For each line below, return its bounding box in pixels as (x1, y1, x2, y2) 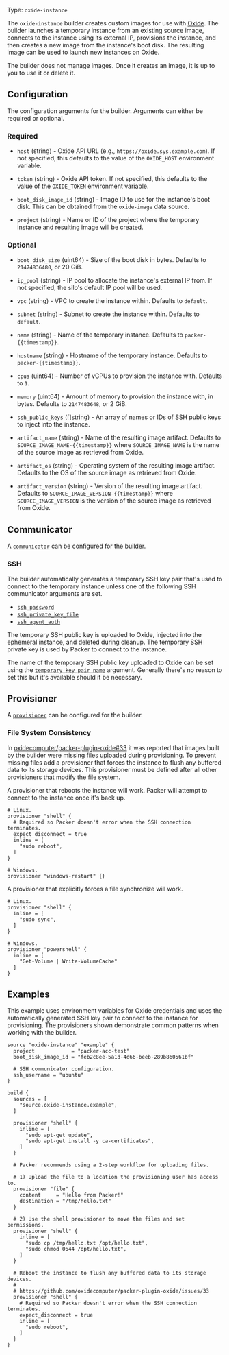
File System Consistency (7, 728, 92, 738)
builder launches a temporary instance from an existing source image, (7, 27, 204, 34)
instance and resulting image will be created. (16, 223, 144, 232)
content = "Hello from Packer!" (19, 1192, 124, 1199)
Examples (7, 989, 50, 1000)
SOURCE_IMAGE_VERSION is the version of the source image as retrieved (16, 496, 211, 505)
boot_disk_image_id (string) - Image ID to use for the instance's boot (16, 195, 211, 204)
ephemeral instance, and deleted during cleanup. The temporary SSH (7, 638, 203, 646)
